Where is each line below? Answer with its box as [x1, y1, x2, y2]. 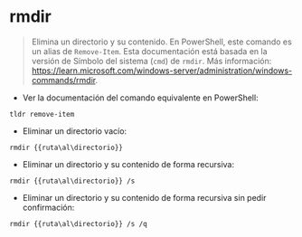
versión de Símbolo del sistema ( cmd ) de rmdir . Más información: [31, 55, 272, 66]
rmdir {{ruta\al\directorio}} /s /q [9, 219, 147, 228]
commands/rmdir [31, 74, 96, 85]
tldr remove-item [9, 109, 75, 118]
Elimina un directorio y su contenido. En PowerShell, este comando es [31, 36, 292, 47]
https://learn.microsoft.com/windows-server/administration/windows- [31, 65, 292, 76]
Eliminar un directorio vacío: [22, 125, 127, 137]
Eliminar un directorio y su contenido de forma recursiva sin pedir [22, 192, 267, 203]
